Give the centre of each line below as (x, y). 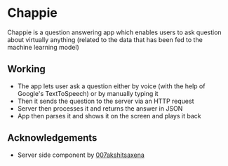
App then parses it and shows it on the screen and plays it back (109, 116)
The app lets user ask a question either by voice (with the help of (111, 86)
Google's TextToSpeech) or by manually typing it (88, 93)
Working (26, 69)
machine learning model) (43, 47)
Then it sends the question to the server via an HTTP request (106, 101)
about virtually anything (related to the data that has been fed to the (105, 39)
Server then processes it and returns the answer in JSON (100, 108)
